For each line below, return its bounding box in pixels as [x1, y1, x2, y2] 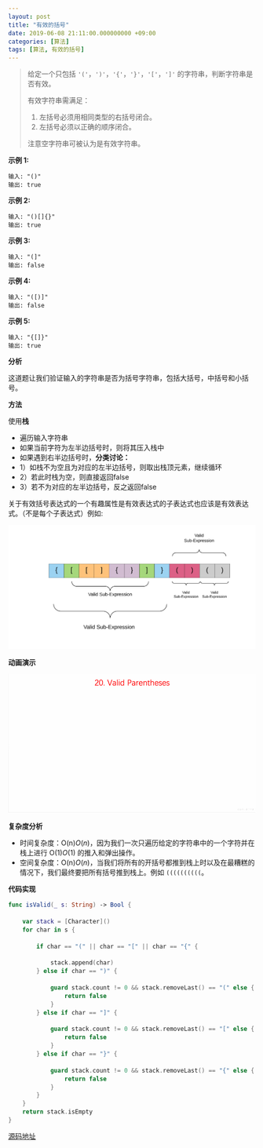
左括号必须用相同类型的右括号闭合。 [38, 112, 157, 122]
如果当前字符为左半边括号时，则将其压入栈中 [19, 443, 165, 453]
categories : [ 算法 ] [8, 38, 70, 46]
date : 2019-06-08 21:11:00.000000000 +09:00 [8, 29, 156, 37]
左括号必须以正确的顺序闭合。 [38, 122, 136, 132]
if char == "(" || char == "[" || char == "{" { [36, 942, 199, 950]
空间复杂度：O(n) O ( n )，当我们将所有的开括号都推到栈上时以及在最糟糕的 [19, 858, 255, 867]
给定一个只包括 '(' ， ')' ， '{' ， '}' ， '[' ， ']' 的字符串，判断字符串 [27, 69, 247, 78]
